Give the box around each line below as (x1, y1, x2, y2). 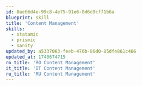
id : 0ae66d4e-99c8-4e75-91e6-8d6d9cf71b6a (5, 8, 115, 15)
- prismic (11, 37, 36, 43)
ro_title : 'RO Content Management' (5, 59, 96, 65)
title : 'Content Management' (5, 20, 79, 26)
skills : (5, 25, 25, 32)
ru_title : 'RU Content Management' (5, 71, 96, 77)
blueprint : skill (5, 15, 50, 21)
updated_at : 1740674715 (5, 54, 66, 60)
